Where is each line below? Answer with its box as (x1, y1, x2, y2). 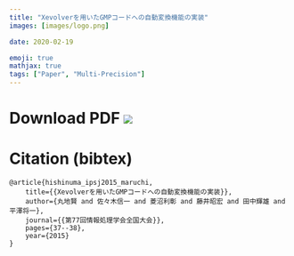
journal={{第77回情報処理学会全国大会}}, (25, 216, 165, 225)
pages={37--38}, (25, 224, 86, 233)
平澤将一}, (9, 206, 45, 216)
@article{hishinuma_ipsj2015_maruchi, (9, 179, 153, 188)
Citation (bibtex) (9, 148, 133, 169)
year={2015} (25, 232, 69, 241)
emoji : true (9, 53, 53, 62)
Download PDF (9, 108, 120, 129)
